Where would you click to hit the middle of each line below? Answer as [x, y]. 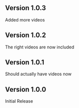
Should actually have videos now [39, 74]
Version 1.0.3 [26, 8]
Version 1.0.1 [25, 62]
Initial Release [19, 101]
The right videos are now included [40, 47]
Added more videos [25, 20]
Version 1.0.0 [26, 89]
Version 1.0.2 [26, 35]
